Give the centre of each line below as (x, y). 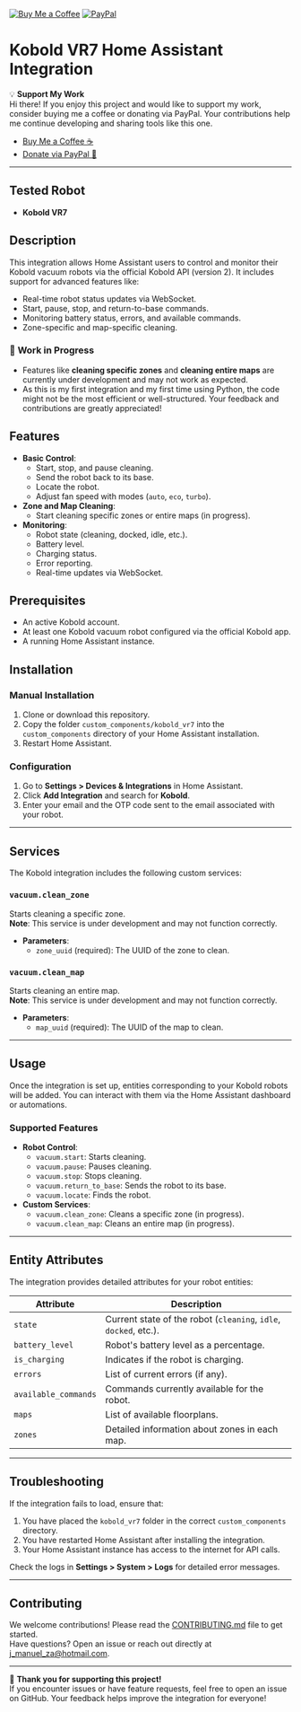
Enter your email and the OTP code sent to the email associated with (148, 805)
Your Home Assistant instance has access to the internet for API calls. (151, 1550)
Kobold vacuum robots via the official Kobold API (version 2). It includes (142, 272)
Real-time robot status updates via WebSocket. (109, 299)
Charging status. (66, 553)
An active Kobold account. (71, 622)
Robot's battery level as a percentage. (185, 1345)
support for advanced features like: (74, 281)
